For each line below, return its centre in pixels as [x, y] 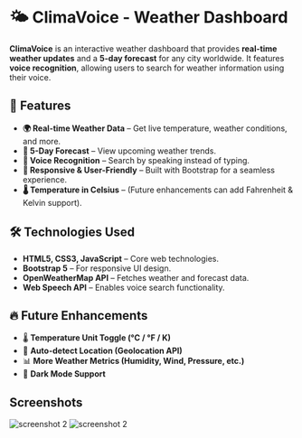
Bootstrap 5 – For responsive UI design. [97, 268]
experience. [45, 179]
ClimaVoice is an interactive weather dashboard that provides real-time [143, 48]
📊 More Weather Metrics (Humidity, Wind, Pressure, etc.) [133, 361]
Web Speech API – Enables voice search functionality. [123, 287]
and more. [42, 141]
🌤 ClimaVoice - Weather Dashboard [149, 18]
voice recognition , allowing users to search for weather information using [147, 68]
